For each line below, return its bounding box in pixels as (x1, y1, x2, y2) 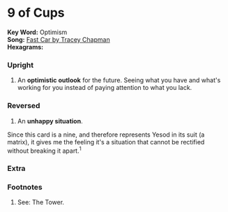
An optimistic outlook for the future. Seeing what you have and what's (17, 76, 221, 84)
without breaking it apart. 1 (7, 145, 82, 155)
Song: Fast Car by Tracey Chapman (7, 35, 110, 43)
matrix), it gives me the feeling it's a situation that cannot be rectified (7, 137, 205, 146)
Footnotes (7, 183, 43, 192)
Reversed (7, 101, 40, 111)
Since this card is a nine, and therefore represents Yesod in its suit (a (7, 130, 205, 139)
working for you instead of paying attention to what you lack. (17, 84, 192, 92)
